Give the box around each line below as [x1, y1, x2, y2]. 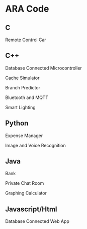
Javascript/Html [5, 205, 57, 213]
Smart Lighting [5, 104, 36, 110]
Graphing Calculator [5, 190, 47, 196]
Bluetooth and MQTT [5, 94, 49, 101]
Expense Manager [5, 133, 43, 139]
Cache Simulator [5, 75, 40, 81]
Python [5, 119, 29, 127]
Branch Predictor [5, 84, 40, 90]
